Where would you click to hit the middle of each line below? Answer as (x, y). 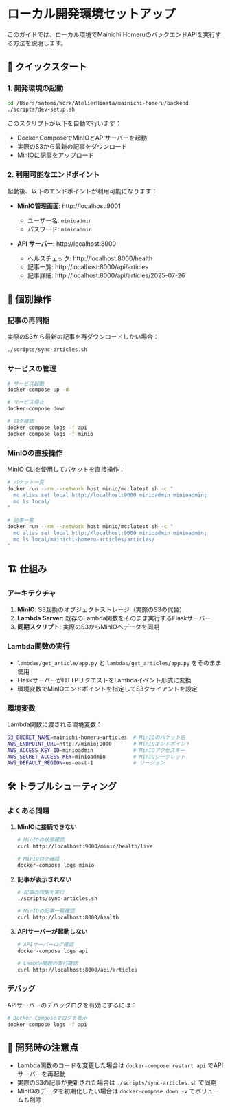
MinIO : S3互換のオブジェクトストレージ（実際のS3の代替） (101, 609)
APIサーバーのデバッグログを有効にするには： (72, 1005)
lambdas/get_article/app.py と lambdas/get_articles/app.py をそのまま (119, 662)
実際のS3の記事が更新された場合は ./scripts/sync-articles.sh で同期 (117, 1082)
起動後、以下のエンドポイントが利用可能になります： (82, 191)
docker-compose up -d (38, 390)
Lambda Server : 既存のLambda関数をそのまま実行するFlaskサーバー (114, 618)
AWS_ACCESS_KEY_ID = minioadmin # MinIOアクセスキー (96, 750)
